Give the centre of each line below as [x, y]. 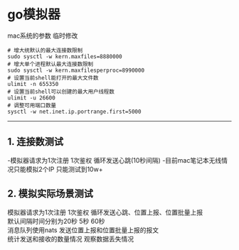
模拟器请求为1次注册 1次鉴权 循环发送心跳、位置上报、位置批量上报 [105, 212]
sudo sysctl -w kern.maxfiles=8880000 [65, 56]
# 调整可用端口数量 [32, 105]
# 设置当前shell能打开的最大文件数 [53, 78]
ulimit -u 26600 [31, 98]
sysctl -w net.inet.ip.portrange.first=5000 [74, 112]
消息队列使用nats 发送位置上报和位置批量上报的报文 [83, 230]
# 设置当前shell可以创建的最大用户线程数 [61, 92]
